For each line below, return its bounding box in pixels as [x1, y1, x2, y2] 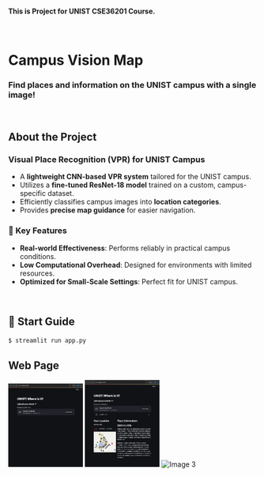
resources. [19, 269, 55, 278]
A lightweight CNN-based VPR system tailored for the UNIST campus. [19, 172, 251, 182]
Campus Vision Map [8, 51, 144, 69]
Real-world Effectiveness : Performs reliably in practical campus [19, 243, 231, 253]
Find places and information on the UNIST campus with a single [8, 80, 257, 91]
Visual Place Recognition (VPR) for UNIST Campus [8, 154, 206, 165]
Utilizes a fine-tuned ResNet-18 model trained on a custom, [19, 180, 216, 190]
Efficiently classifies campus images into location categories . [19, 197, 221, 207]
